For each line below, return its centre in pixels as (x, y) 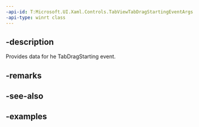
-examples (26, 116)
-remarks (24, 75)
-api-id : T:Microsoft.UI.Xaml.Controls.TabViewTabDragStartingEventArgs (99, 12)
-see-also (25, 96)
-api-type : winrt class (36, 18)
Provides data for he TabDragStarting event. (61, 57)
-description (30, 42)
